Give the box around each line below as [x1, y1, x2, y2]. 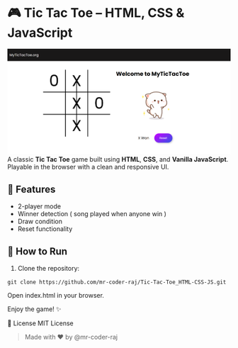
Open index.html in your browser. [7, 291, 105, 299]
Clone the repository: [17, 264, 80, 272]
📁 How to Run [7, 245, 68, 257]
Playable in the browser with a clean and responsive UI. [7, 163, 169, 172]
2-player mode [17, 202, 62, 211]
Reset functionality [17, 225, 73, 233]
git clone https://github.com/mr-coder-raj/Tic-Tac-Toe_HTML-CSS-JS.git [7, 279, 227, 286]
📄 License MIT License [7, 319, 74, 327]
